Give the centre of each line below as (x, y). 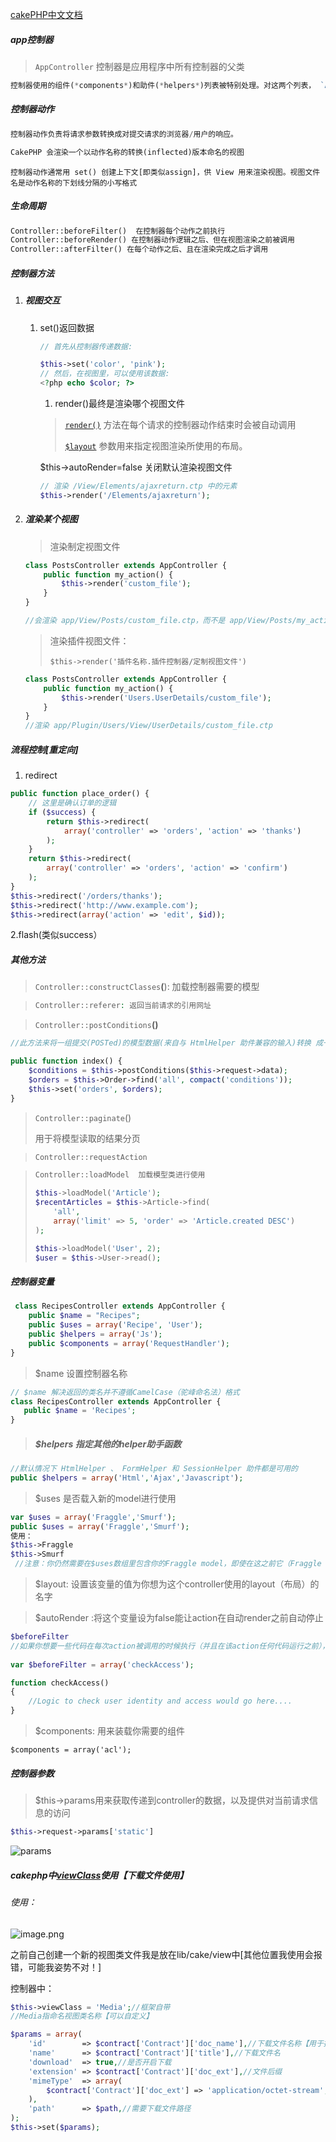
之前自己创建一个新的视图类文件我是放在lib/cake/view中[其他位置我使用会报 (166, 1954)
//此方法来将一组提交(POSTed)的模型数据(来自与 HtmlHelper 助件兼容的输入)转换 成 (167, 1043)
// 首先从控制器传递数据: (86, 346)
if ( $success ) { (62, 812)
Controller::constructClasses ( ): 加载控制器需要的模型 (147, 987)
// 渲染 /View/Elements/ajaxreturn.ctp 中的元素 (138, 486)
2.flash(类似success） (56, 935)
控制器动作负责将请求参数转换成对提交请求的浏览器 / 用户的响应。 (124, 134)
